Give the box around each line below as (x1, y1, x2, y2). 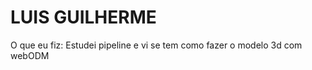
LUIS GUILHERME (10, 6, 157, 29)
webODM (10, 49, 50, 61)
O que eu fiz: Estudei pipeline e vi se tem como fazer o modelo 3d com (10, 39, 303, 51)
